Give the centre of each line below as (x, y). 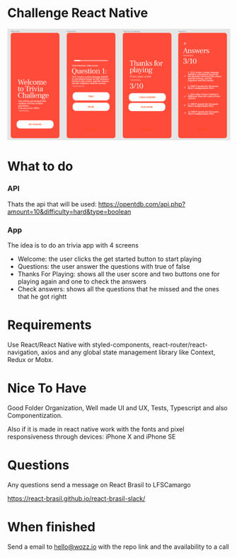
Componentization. (35, 415)
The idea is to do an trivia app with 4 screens (73, 245)
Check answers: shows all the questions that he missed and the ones (118, 289)
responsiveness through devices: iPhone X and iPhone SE (92, 436)
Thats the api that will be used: (52, 204)
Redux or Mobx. (30, 359)
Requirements (50, 325)
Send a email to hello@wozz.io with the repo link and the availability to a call (118, 547)
